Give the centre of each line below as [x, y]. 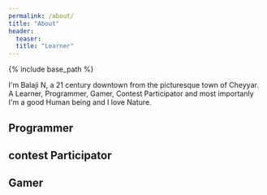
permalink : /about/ [41, 16]
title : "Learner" [45, 46]
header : [22, 31]
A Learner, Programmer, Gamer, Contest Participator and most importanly [131, 93]
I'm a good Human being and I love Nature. [80, 102]
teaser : [29, 39]
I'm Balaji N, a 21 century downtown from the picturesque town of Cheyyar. [134, 85]
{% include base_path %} [51, 69]
